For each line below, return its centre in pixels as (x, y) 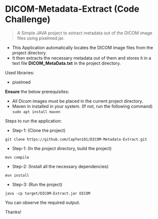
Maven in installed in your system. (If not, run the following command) (82, 106)
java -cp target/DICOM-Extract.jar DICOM (48, 193)
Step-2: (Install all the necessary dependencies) (60, 166)
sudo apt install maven (36, 112)
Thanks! (13, 212)
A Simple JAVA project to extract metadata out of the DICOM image (85, 33)
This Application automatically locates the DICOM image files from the (83, 47)
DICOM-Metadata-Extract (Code (72, 9)
